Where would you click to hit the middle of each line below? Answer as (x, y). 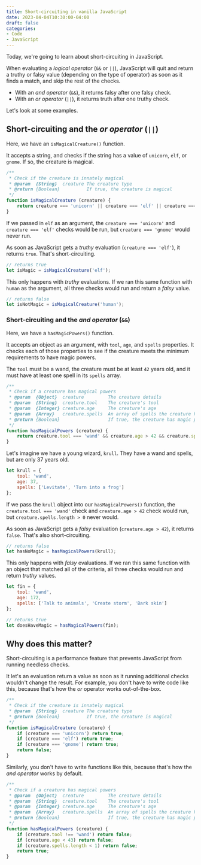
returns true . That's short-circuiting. (51, 254)
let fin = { (21, 587)
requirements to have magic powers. (51, 357)
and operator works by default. (45, 773)
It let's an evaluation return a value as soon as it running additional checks (98, 676)
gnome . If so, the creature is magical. (50, 162)
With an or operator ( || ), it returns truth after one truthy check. (92, 99)
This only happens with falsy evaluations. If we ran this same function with (98, 563)
